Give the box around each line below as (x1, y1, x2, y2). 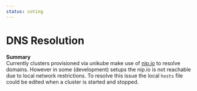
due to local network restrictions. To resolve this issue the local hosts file (6, 72, 183, 79)
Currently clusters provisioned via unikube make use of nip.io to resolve (6, 59, 181, 66)
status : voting (6, 8, 44, 15)
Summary (6, 53, 31, 60)
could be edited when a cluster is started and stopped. (6, 78, 139, 85)
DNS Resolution (6, 33, 84, 47)
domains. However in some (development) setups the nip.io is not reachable (6, 66, 191, 73)
